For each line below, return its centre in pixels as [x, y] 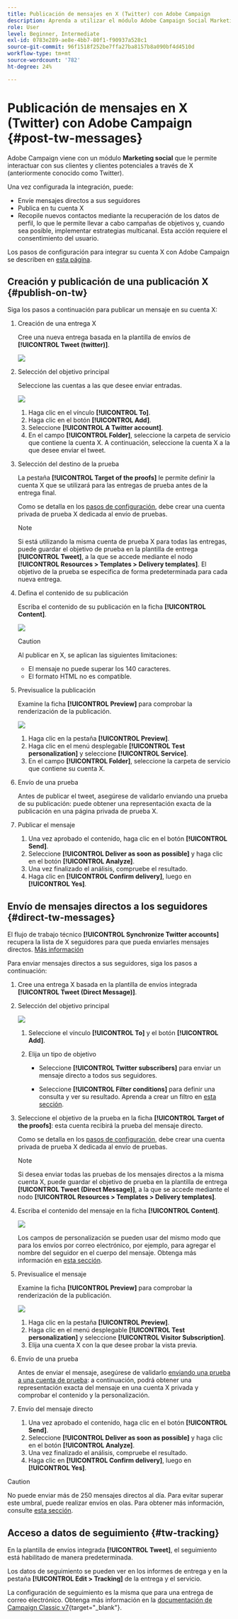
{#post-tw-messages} [75, 138]
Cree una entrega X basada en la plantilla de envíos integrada [107, 985]
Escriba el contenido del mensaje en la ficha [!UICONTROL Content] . [118, 1211]
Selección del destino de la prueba [68, 464]
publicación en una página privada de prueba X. [87, 811]
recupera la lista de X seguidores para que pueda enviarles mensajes [108, 942]
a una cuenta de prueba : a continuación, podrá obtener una [104, 1380]
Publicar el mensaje [46, 825]
